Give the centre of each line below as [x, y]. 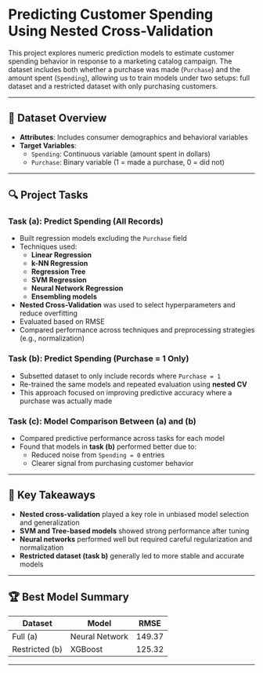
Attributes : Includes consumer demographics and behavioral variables [133, 137]
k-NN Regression [59, 264]
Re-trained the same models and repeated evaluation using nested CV [133, 384]
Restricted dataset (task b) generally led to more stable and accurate [132, 555]
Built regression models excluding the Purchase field [103, 238]
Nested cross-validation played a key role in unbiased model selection [134, 514]
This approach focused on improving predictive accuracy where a [126, 392]
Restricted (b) [38, 649]
